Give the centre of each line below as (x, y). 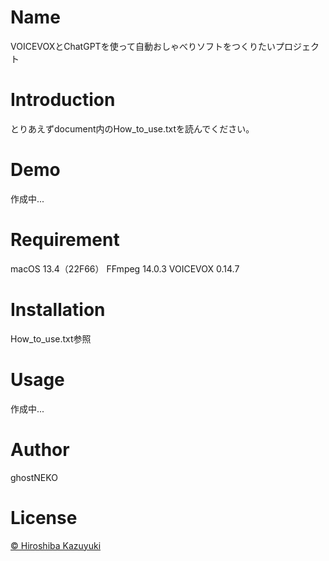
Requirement (65, 240)
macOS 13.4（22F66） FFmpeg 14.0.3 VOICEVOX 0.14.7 (125, 268)
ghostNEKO (34, 477)
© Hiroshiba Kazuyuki (56, 545)
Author (40, 449)
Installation (58, 309)
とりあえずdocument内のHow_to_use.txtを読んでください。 (132, 128)
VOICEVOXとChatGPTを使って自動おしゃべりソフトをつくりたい (143, 46)
